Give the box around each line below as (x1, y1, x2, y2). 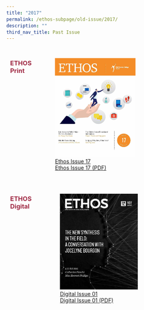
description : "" (6, 22, 47, 29)
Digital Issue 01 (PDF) (60, 297, 114, 304)
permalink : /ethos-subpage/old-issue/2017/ (6, 16, 118, 22)
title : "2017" (6, 10, 43, 16)
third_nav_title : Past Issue (6, 29, 80, 35)
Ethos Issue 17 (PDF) (55, 164, 107, 171)
